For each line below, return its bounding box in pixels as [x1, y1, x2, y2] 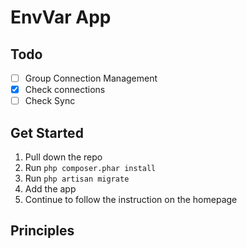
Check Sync [24, 95, 76, 107]
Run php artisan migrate [24, 172, 130, 184]
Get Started [10, 124, 84, 141]
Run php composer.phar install [24, 162, 157, 173]
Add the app [24, 183, 77, 195]
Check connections [24, 84, 106, 96]
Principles [10, 222, 75, 240]
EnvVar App [10, 6, 112, 29]
